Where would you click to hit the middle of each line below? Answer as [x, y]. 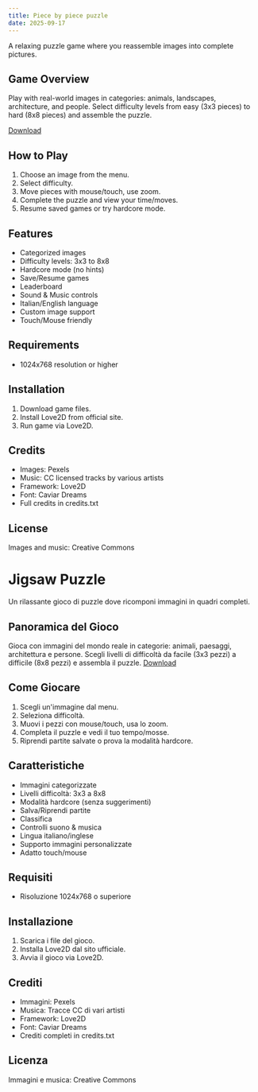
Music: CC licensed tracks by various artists [92, 478]
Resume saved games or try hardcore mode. [92, 208]
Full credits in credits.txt [59, 503]
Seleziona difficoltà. [52, 715]
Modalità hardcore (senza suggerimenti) [85, 802]
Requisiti [31, 877]
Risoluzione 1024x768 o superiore [75, 896]
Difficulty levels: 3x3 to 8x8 [64, 261]
